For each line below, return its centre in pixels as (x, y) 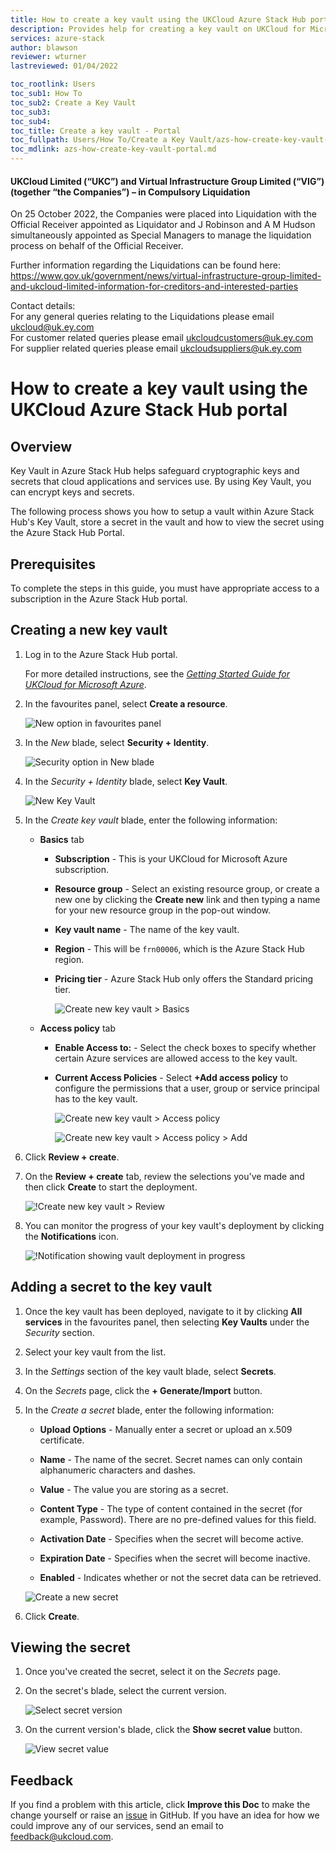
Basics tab (62, 839)
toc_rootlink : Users (53, 84)
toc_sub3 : (31, 112)
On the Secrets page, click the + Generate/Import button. (143, 1390)
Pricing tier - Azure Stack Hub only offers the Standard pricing (184, 978)
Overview (41, 446)
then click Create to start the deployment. (111, 1187)
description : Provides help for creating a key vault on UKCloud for (158, 29)
